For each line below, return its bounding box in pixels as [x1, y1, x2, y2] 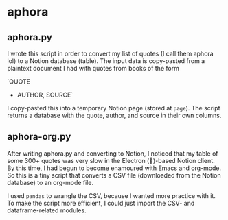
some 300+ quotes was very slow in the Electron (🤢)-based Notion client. [7, 156, 215, 164]
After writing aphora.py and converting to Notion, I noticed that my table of [7, 149, 218, 158]
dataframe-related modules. [7, 206, 87, 215]
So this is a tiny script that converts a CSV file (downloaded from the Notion [7, 171, 221, 179]
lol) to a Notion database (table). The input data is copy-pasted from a [7, 57, 205, 65]
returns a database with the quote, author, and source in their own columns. [7, 111, 222, 119]
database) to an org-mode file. [7, 178, 94, 186]
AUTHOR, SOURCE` [16, 90, 73, 99]
